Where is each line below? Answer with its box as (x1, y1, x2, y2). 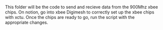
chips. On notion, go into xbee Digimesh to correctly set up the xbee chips (5, 9, 155, 15)
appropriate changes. (5, 19, 48, 25)
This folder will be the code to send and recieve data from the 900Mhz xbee (5, 4, 158, 10)
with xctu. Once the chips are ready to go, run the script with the (5, 15, 135, 20)
